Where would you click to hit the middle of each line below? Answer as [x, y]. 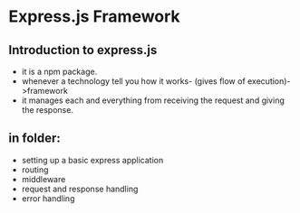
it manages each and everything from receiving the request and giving [153, 100]
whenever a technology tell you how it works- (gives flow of [133, 81]
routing [35, 170]
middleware [44, 179]
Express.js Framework [94, 17]
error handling [48, 198]
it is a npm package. [59, 71]
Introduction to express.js [83, 50]
